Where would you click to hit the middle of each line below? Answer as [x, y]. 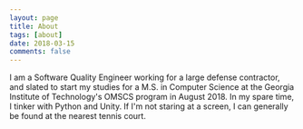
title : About [34, 26]
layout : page [34, 18]
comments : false [40, 52]
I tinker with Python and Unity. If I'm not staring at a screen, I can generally [149, 106]
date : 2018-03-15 [42, 43]
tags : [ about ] [36, 35]
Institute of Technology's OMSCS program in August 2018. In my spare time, [152, 97]
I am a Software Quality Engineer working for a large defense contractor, [145, 77]
